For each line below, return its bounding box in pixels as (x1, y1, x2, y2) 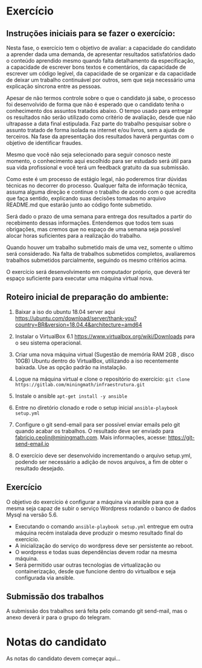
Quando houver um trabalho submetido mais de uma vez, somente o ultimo (6, 244, 194, 251)
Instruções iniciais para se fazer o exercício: (6, 28, 175, 39)
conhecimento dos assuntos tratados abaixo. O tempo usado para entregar (6, 107, 193, 114)
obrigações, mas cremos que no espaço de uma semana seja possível (6, 226, 181, 233)
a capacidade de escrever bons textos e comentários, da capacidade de (6, 63, 186, 71)
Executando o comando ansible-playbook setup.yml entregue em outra (14, 523, 194, 530)
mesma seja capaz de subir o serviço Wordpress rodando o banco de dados (6, 504, 196, 512)
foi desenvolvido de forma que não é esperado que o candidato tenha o (6, 101, 185, 108)
